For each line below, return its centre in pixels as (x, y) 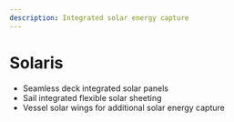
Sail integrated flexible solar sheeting (92, 97)
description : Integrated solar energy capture (99, 18)
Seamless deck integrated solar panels (95, 88)
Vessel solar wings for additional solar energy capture (123, 107)
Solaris (36, 62)
